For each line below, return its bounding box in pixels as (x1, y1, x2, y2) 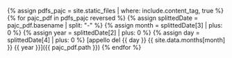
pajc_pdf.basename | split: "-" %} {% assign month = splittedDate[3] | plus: (7, 21, 223, 29)
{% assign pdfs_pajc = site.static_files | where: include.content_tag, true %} (7, 7, 224, 14)
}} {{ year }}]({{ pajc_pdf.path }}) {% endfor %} (7, 43, 142, 51)
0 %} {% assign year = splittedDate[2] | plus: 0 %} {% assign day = (7, 28, 200, 37)
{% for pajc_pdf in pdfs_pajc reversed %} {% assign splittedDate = (7, 14, 199, 22)
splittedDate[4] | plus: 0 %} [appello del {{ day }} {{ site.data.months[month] (7, 36, 226, 44)
